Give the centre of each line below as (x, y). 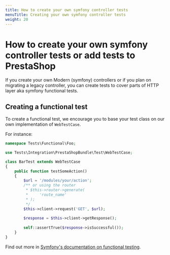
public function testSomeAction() (51, 171)
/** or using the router (50, 186)
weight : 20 (17, 19)
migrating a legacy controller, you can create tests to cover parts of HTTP (82, 85)
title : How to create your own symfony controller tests (67, 10)
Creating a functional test (46, 107)
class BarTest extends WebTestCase (43, 162)
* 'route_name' (46, 195)
